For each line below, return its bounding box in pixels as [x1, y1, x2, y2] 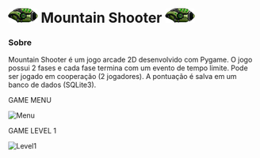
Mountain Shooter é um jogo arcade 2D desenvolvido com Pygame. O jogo [8, 55, 253, 65]
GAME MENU [8, 96, 52, 105]
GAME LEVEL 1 [8, 126, 57, 136]
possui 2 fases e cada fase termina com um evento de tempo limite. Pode [8, 63, 248, 73]
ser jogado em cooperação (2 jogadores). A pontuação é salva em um [8, 72, 237, 81]
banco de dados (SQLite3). [8, 80, 97, 90]
